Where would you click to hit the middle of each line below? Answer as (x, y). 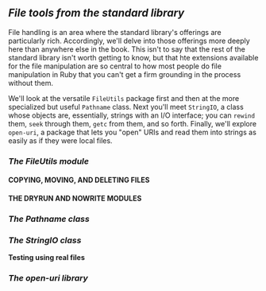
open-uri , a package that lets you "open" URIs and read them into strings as (132, 132)
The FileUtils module (49, 161)
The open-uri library (48, 278)
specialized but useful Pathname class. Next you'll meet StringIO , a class (126, 107)
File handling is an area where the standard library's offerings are (115, 32)
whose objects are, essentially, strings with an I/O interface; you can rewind (132, 115)
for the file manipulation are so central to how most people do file (115, 66)
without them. (31, 83)
